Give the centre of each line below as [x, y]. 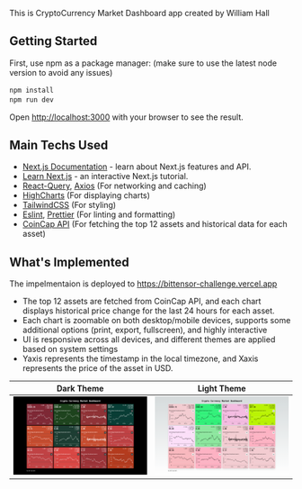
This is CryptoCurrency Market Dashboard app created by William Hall [139, 13]
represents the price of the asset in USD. [98, 368]
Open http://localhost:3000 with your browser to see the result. [127, 117]
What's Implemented [69, 262]
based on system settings [70, 349]
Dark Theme [80, 388]
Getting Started [53, 41]
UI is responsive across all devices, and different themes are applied [149, 340]
